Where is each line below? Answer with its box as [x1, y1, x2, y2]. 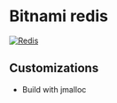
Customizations [9, 61, 99, 76]
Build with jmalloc [21, 84, 87, 94]
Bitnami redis [9, 6, 109, 26]
